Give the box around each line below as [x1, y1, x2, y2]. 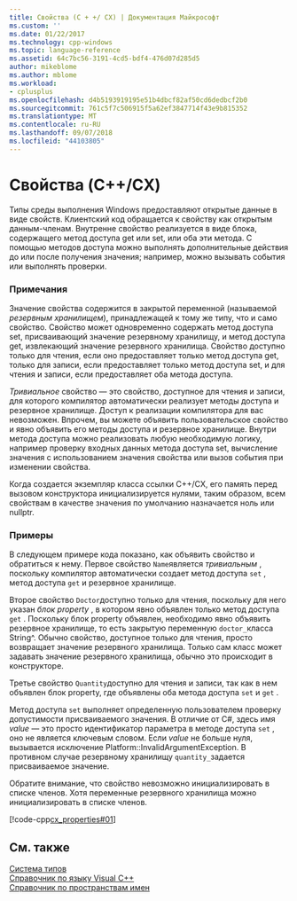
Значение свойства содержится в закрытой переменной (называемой [9, 302, 277, 313]
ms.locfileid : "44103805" [9, 137, 105, 145]
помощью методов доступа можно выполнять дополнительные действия [9, 241, 289, 253]
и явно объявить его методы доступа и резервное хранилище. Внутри [9, 423, 277, 435]
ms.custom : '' [9, 21, 62, 30]
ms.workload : [9, 79, 58, 88]
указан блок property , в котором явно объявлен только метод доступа [9, 604, 280, 615]
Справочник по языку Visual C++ [9, 873, 135, 883]
